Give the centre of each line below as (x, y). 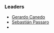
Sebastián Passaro (30, 22)
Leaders (15, 7)
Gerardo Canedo (28, 17)
